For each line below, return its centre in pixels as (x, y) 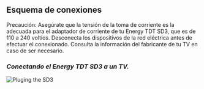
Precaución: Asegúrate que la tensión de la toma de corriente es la (90, 24)
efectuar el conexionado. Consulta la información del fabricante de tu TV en (102, 44)
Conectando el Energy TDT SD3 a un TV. (68, 66)
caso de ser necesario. (35, 51)
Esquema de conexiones (54, 10)
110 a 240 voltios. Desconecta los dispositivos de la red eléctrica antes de (100, 37)
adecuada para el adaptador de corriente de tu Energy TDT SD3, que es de (101, 31)
